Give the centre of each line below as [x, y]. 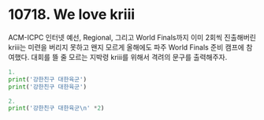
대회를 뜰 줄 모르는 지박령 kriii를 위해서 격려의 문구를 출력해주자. [129, 57]
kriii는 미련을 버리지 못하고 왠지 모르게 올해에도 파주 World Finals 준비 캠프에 [126, 47]
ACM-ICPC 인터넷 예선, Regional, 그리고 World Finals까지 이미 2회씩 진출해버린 [132, 37]
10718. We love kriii [72, 15]
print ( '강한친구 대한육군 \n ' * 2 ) [56, 108]
